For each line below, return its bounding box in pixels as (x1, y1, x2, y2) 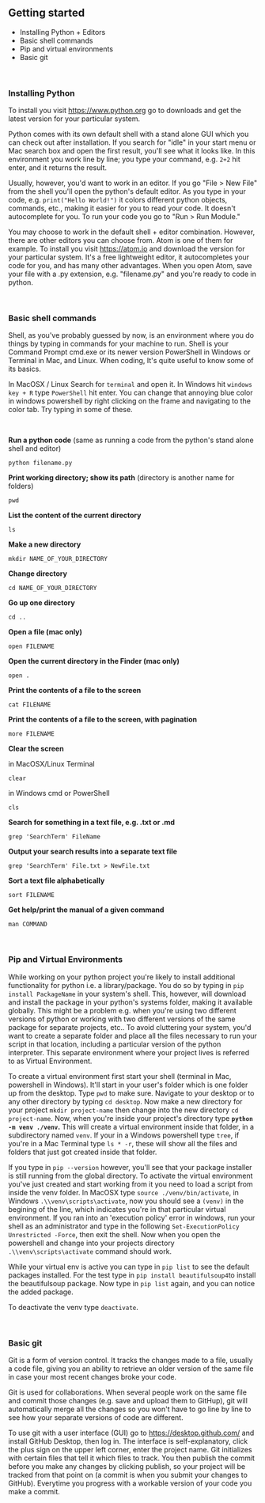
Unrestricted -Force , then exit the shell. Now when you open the (8, 1229, 221, 1239)
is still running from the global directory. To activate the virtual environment (8, 1171, 253, 1180)
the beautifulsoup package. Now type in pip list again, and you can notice (8, 1278, 256, 1288)
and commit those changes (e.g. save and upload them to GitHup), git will (8, 1396, 248, 1405)
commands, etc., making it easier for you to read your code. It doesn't (8, 203, 236, 213)
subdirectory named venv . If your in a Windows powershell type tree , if (8, 1130, 240, 1140)
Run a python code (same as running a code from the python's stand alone (8, 435, 255, 445)
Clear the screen (8, 744, 65, 754)
